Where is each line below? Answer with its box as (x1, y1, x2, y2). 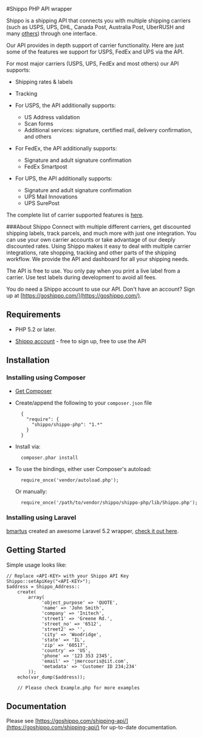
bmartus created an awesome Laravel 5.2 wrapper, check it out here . (6, 527, 179, 534)
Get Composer (15, 387, 52, 394)
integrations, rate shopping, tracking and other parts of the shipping (6, 249, 176, 256)
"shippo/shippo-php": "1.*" (31, 421, 103, 428)
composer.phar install (21, 455, 78, 461)
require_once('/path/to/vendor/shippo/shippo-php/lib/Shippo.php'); (21, 499, 198, 506)
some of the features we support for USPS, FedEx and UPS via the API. (6, 48, 184, 55)
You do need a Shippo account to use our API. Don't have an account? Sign (6, 285, 195, 293)
